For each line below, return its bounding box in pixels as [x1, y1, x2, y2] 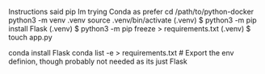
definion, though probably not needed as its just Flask [8, 56, 187, 66]
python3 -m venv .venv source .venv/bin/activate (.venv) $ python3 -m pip [8, 15, 257, 25]
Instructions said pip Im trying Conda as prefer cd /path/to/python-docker [8, 7, 254, 16]
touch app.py [8, 32, 53, 42]
